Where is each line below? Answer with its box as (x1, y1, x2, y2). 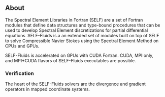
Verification (5, 70, 34, 76)
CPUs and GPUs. (5, 43, 39, 48)
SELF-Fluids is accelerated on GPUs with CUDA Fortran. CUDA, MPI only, (5, 52, 154, 58)
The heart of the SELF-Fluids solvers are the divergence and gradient (5, 81, 146, 87)
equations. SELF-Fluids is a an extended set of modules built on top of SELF (5, 32, 159, 38)
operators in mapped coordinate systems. (5, 86, 90, 92)
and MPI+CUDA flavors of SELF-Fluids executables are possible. (5, 57, 136, 63)
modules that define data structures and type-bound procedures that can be (5, 22, 161, 28)
